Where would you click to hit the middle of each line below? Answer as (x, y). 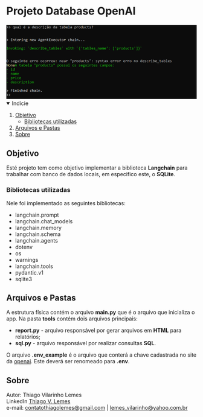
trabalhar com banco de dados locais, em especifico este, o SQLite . (91, 174)
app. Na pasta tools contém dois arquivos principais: (72, 319)
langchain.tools (34, 266)
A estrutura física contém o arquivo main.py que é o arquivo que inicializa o (101, 313)
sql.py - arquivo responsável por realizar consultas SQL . (85, 343)
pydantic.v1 (29, 272)
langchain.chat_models (44, 221)
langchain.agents (37, 240)
